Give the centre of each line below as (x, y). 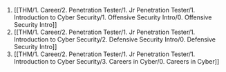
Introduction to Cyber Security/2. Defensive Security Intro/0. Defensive (115, 39)
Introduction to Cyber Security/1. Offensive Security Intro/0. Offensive (113, 17)
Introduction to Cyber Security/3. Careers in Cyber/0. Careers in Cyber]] (116, 61)
